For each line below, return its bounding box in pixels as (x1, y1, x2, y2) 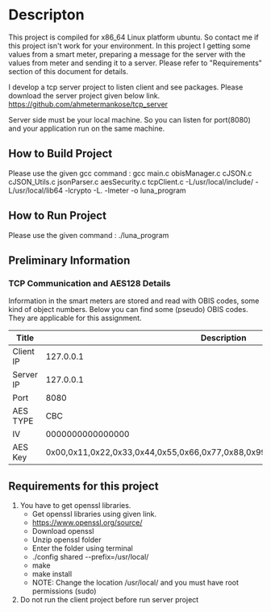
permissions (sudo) (31, 586, 97, 596)
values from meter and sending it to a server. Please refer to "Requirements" (8, 58, 262, 68)
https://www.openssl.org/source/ (31, 518, 143, 527)
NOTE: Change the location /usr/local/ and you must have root (31, 578, 240, 588)
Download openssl (31, 527, 94, 536)
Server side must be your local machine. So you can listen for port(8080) (8, 114, 252, 124)
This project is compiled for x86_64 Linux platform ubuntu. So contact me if (8, 32, 260, 42)
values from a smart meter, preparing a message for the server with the (8, 49, 246, 59)
